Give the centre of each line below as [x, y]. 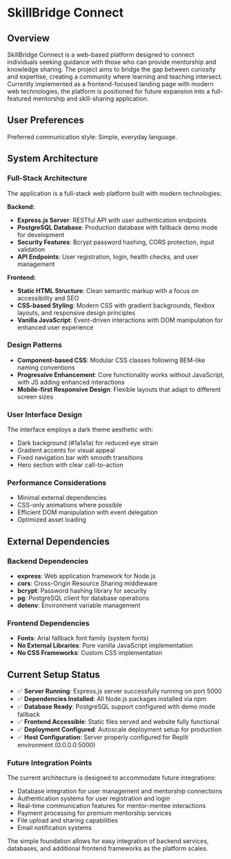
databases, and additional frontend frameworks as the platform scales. [108, 849]
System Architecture [53, 159]
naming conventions [46, 367]
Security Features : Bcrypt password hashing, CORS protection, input [116, 242]
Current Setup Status [54, 675]
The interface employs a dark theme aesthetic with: [80, 429]
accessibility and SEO [48, 298]
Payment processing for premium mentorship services [94, 813]
